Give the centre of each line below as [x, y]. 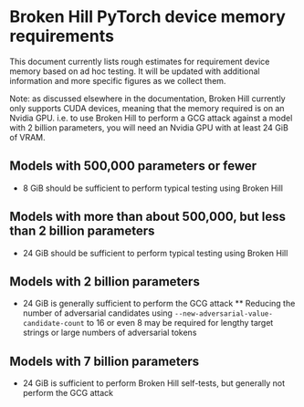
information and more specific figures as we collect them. [118, 80]
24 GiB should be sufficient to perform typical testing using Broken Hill [155, 253]
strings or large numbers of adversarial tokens [110, 333]
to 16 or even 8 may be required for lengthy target [180, 323]
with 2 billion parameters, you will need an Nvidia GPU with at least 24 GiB [149, 127]
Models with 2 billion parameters [105, 282]
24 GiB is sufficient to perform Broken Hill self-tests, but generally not [154, 383]
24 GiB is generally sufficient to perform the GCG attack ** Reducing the [159, 304]
